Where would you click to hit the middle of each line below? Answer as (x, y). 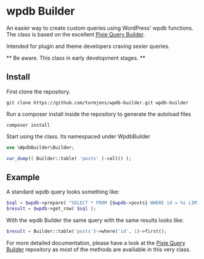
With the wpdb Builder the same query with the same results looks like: (95, 220)
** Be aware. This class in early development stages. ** (76, 58)
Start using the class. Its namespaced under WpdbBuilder (78, 136)
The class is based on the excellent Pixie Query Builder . (76, 34)
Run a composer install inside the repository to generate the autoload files (99, 114)
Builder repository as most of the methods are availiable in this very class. (99, 249)
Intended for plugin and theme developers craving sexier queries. (88, 46)
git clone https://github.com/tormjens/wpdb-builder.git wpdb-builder (97, 103)
